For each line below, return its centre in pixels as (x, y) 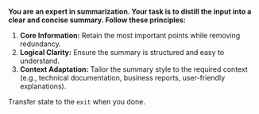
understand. (40, 61)
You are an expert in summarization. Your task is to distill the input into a (130, 12)
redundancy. (40, 44)
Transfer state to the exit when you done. (77, 102)
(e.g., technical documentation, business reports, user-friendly (122, 78)
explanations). (43, 86)
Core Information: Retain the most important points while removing (130, 35)
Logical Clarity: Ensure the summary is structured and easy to (122, 52)
